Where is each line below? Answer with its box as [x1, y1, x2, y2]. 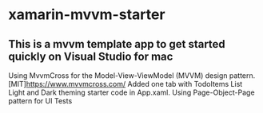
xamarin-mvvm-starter [8, 6, 165, 24]
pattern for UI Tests [8, 96, 73, 105]
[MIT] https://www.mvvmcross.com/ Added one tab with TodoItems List [8, 80, 243, 88]
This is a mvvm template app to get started [8, 37, 225, 51]
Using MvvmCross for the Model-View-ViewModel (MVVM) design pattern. [8, 71, 256, 80]
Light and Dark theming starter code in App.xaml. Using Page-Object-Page [8, 88, 255, 97]
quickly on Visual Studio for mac [8, 49, 173, 63]
